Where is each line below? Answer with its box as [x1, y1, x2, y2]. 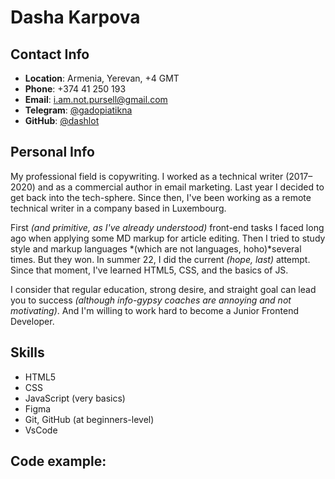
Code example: [10, 453, 107, 470]
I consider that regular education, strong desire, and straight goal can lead [10, 283, 317, 295]
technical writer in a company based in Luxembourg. [10, 202, 227, 214]
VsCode [24, 424, 58, 436]
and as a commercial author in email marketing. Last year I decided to [37, 181, 325, 193]
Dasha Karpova [10, 6, 141, 29]
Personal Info [10, 144, 95, 161]
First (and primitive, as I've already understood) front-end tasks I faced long [10, 221, 325, 233]
